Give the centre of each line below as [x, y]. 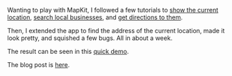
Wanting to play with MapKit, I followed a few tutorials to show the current [113, 10]
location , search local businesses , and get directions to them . [95, 17]
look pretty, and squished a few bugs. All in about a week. [90, 38]
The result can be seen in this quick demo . [68, 51]
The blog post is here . [39, 65]
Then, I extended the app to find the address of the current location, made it [116, 31]
